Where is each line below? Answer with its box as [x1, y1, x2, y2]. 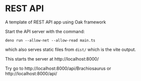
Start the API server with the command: [5, 28, 85, 34]
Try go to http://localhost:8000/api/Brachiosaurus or [5, 65, 112, 71]
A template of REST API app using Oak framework [5, 19, 107, 25]
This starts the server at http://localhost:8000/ [5, 56, 99, 61]
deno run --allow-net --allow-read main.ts [5, 38, 96, 43]
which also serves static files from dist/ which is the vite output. [5, 46, 136, 52]
